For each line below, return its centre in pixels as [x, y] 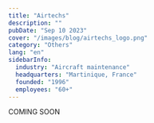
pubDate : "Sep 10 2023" [48, 30]
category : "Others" [41, 45]
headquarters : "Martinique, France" [76, 75]
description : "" [35, 23]
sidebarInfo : [30, 60]
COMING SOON [34, 112]
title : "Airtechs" [39, 15]
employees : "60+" [44, 89]
